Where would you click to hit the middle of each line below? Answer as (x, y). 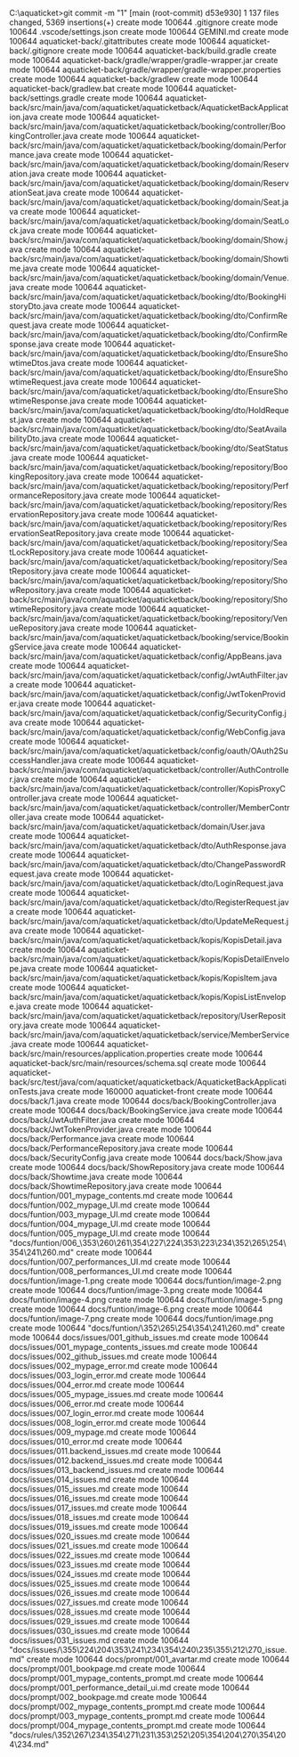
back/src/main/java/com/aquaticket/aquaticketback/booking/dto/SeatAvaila (148, 429)
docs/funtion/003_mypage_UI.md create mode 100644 (110, 1214)
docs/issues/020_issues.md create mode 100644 (100, 1536)
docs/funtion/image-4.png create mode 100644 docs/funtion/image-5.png (146, 1300)
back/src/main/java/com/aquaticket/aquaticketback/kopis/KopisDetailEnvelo (149, 959)
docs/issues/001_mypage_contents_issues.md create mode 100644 (133, 1347)
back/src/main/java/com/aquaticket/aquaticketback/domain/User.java (137, 826)
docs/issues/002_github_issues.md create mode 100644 (113, 1356)
